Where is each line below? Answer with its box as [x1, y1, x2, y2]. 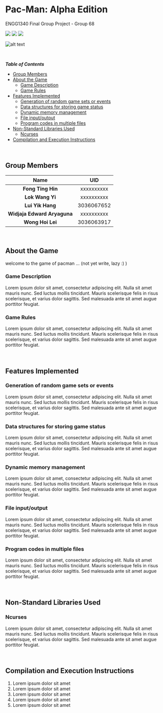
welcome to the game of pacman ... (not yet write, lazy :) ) [5, 260, 127, 266]
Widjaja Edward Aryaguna [8, 210, 73, 217]
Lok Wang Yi [25, 194, 56, 201]
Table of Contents [5, 61, 44, 67]
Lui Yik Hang [25, 202, 56, 209]
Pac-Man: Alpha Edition [5, 4, 108, 15]
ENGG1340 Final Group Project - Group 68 [5, 21, 95, 27]
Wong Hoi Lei [24, 218, 57, 225]
